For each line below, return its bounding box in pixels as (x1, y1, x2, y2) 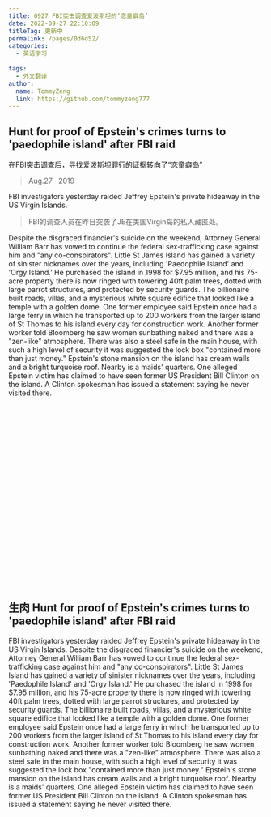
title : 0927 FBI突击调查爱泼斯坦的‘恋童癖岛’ (8, 11, 149, 20)
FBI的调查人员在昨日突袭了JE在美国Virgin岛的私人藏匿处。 (28, 217, 223, 227)
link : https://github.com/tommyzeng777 (15, 95, 150, 103)
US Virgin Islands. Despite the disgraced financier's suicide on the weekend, (8, 645, 264, 654)
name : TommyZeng (15, 87, 70, 96)
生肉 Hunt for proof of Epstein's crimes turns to (8, 601, 250, 615)
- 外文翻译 (15, 72, 48, 80)
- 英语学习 (15, 49, 48, 57)
